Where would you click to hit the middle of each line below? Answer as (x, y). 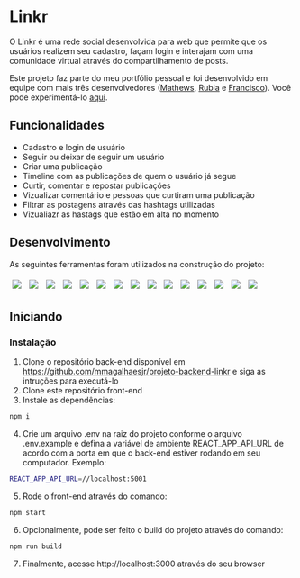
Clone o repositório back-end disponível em (104, 362)
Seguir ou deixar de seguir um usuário (93, 157)
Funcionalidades (57, 126)
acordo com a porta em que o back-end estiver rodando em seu (141, 453)
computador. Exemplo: (64, 463)
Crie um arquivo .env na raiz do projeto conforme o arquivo (132, 434)
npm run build (36, 546)
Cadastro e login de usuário (74, 147)
